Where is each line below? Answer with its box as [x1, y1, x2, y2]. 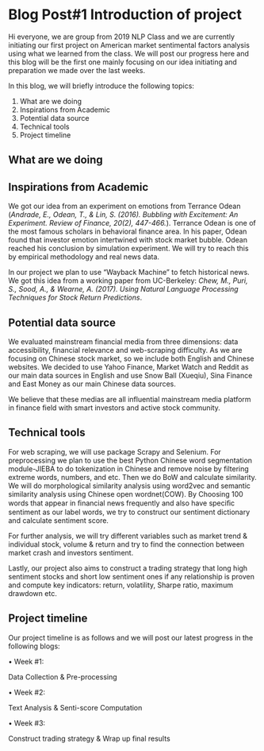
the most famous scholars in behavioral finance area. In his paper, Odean [8, 226, 247, 236]
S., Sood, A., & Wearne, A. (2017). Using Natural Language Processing [8, 285, 239, 294]
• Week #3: [8, 718, 46, 728]
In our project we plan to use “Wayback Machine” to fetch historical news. [8, 268, 250, 277]
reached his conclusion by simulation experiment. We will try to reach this [8, 244, 249, 254]
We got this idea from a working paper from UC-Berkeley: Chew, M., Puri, [8, 276, 248, 285]
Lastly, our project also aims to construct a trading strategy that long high [8, 563, 248, 573]
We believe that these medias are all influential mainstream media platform [8, 394, 251, 404]
